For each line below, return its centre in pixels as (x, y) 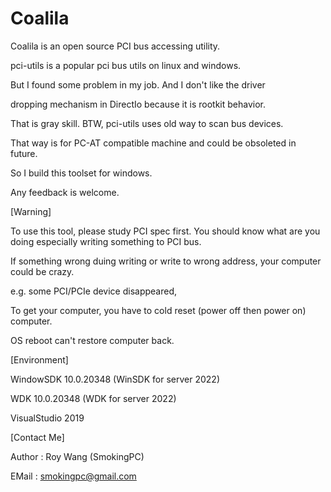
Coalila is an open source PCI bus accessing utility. (115, 46)
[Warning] (31, 211)
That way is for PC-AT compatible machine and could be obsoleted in (153, 143)
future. (24, 153)
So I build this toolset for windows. (81, 173)
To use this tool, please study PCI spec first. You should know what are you (165, 231)
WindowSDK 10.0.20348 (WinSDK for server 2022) (115, 379)
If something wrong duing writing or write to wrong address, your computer (166, 261)
